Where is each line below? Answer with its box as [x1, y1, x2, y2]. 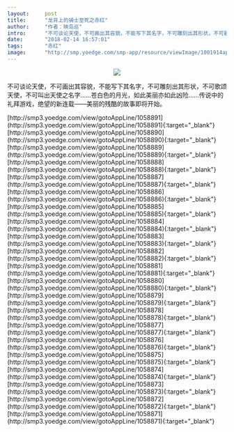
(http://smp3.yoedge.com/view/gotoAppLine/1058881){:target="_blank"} [7, 269, 216, 277]
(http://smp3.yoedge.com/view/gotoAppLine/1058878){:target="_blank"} [7, 313, 217, 321]
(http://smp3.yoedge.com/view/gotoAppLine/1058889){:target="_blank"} [7, 151, 217, 159]
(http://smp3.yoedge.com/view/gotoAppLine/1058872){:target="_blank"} [7, 402, 217, 410]
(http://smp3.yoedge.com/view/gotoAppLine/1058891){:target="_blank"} [7, 121, 216, 129]
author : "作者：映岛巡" [7, 23, 82, 30]
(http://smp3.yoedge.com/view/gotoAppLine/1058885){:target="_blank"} [7, 210, 217, 218]
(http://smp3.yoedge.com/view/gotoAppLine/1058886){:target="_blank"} [7, 194, 217, 203]
